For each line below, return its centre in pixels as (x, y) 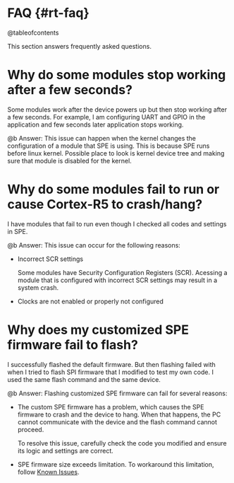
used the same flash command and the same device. (84, 379)
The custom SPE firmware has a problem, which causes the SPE (111, 407)
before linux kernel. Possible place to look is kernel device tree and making (116, 153)
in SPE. (18, 231)
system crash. (38, 287)
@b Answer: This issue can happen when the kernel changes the (101, 138)
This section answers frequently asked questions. (79, 46)
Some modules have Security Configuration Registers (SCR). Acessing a (122, 272)
